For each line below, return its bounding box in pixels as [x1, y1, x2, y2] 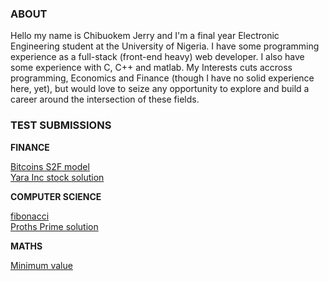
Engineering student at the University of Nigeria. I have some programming [10, 40, 320, 52]
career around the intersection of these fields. [10, 93, 200, 106]
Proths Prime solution [10, 220, 99, 232]
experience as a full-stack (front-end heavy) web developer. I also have [10, 51, 305, 63]
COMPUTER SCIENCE [10, 190, 102, 202]
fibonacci [10, 210, 50, 222]
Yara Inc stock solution [10, 171, 105, 183]
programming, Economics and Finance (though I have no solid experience [10, 72, 315, 84]
